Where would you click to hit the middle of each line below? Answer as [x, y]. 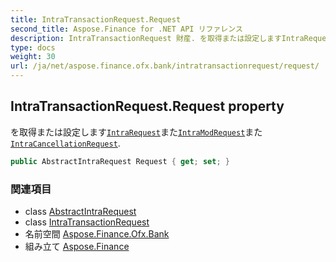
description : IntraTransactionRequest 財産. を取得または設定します [146, 38]
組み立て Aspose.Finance [77, 246]
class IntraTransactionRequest [87, 222]
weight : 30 [33, 57]
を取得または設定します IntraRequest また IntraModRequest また [136, 132]
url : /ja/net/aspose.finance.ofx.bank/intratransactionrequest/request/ [165, 66]
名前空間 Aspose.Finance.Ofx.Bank [97, 233]
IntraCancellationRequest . [65, 143]
